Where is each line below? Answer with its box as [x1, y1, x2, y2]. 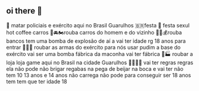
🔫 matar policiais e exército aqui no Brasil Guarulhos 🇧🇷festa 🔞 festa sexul [6, 21, 189, 29]
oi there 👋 [6, 6, 43, 16]
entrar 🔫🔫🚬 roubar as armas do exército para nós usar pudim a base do [6, 43, 181, 51]
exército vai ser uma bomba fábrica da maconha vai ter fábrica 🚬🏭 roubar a [6, 50, 194, 57]
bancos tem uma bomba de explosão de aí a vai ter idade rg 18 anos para [6, 37, 186, 45]
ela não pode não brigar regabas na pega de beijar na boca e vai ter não [6, 65, 184, 72]
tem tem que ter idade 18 [6, 78, 67, 85]
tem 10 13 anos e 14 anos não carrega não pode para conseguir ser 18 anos [6, 71, 191, 79]
